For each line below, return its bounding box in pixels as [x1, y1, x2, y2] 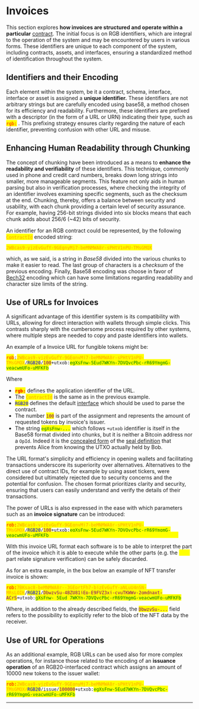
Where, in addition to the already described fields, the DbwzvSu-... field [6, 605, 181, 612]
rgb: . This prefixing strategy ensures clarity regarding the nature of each [6, 120, 185, 127]
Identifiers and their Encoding [6, 72, 118, 82]
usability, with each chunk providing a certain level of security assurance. [6, 203, 185, 210]
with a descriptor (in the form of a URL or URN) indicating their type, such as [6, 113, 193, 120]
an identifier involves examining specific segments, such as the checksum [6, 190, 188, 197]
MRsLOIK [6, 590, 25, 596]
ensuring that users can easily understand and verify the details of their [6, 487, 181, 494]
